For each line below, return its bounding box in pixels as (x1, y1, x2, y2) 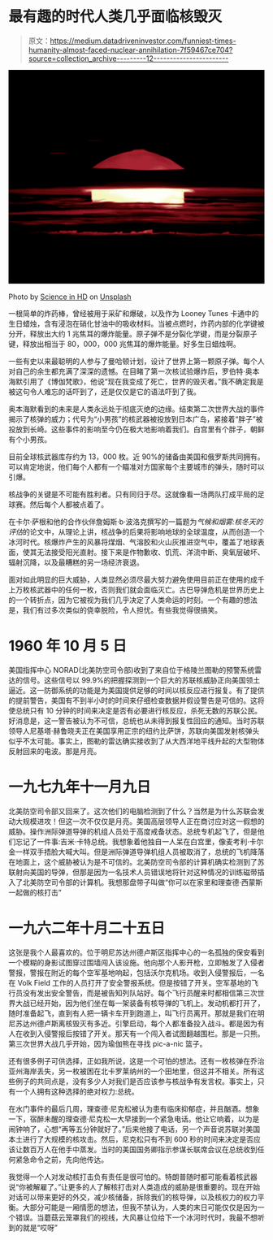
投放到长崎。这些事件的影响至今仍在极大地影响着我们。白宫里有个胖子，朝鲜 (8, 424, 265, 435)
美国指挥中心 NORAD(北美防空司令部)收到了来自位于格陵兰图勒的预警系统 (8, 666, 255, 675)
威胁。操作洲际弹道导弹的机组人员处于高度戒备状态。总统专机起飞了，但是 (8, 826, 258, 837)
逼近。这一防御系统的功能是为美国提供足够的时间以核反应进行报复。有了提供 (8, 686, 265, 696)
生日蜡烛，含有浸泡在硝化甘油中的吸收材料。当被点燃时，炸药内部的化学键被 (8, 319, 265, 329)
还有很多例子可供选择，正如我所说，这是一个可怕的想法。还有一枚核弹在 (8, 1056, 250, 1066)
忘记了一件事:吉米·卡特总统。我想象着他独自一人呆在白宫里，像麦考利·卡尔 (15, 837, 264, 847)
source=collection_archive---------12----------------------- (28, 54, 229, 63)
